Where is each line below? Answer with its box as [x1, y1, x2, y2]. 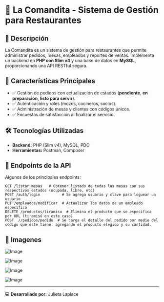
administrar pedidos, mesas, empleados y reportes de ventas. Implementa [5, 52, 155, 58]
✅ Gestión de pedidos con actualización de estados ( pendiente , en [12, 90, 148, 96]
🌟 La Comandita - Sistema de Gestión [5, 4, 159, 16]
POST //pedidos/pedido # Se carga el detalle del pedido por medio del [5, 218, 159, 223]
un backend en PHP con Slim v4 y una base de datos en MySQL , [5, 58, 136, 63]
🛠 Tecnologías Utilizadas [5, 127, 84, 135]
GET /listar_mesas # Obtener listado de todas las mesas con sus [5, 184, 145, 189]
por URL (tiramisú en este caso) [5, 214, 73, 219]
